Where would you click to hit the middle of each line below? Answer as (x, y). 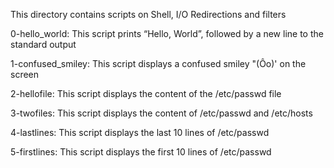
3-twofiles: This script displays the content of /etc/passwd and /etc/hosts (161, 113)
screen (25, 74)
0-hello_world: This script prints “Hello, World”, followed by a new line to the (167, 33)
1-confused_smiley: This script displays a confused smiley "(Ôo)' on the (158, 63)
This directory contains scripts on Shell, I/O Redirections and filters (148, 14)
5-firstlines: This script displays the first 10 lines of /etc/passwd (141, 152)
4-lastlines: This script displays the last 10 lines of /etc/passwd (140, 132)
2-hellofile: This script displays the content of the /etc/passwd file (146, 93)
